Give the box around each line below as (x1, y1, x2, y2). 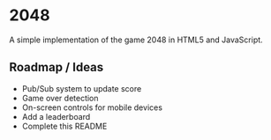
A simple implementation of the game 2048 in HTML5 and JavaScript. (9, 34, 263, 45)
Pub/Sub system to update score (21, 83, 142, 93)
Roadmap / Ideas (9, 60, 104, 75)
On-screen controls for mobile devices (21, 102, 163, 113)
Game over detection (21, 92, 99, 103)
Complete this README (21, 121, 108, 131)
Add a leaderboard (21, 111, 91, 122)
